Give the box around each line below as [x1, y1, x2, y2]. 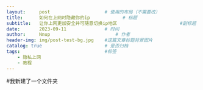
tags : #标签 [6, 49, 117, 55]
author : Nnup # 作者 [6, 32, 130, 38]
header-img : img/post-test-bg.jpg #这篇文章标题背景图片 [6, 37, 153, 43]
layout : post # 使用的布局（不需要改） [6, 9, 160, 15]
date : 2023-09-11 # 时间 [6, 26, 119, 32]
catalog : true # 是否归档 [6, 43, 129, 49]
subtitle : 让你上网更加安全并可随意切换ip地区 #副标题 [6, 20, 196, 26]
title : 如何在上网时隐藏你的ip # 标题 [6, 15, 138, 21]
